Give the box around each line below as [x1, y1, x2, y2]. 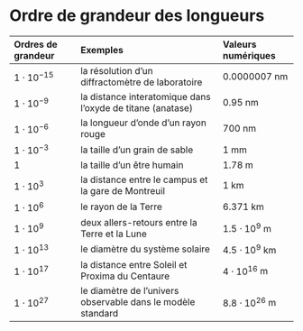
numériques [222, 49, 277, 61]
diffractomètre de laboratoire [80, 76, 203, 88]
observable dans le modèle [80, 295, 196, 308]
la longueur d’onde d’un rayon [80, 116, 207, 129]
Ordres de [14, 38, 59, 51]
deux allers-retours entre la [80, 216, 197, 228]
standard [80, 307, 119, 319]
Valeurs [222, 38, 257, 51]
